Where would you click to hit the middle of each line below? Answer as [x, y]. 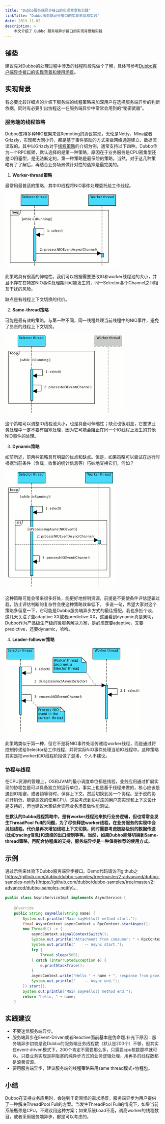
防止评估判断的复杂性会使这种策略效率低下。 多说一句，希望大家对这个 [85, 604]
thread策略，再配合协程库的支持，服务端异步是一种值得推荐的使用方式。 [79, 841]
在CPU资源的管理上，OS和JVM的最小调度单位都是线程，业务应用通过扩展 [80, 782]
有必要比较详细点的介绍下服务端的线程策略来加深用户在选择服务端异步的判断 [82, 102]
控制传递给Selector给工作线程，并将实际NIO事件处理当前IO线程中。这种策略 [82, 749]
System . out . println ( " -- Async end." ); [75, 981]
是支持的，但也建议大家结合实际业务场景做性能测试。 [59, 806]
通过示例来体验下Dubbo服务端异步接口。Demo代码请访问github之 [72, 871]
